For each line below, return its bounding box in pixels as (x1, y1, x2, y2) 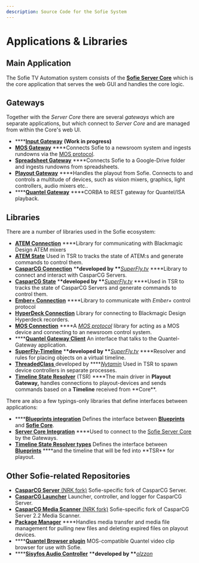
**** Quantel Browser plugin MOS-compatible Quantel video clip (14, 537, 175, 544)
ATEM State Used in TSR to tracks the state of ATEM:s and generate (14, 252, 183, 260)
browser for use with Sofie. (14, 544, 82, 551)
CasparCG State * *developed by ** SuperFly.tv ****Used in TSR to (14, 278, 184, 285)
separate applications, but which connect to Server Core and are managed (6, 120, 190, 127)
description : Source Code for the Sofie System (6, 8, 127, 15)
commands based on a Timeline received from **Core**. (14, 386, 157, 393)
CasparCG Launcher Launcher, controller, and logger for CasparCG (14, 493, 182, 500)
